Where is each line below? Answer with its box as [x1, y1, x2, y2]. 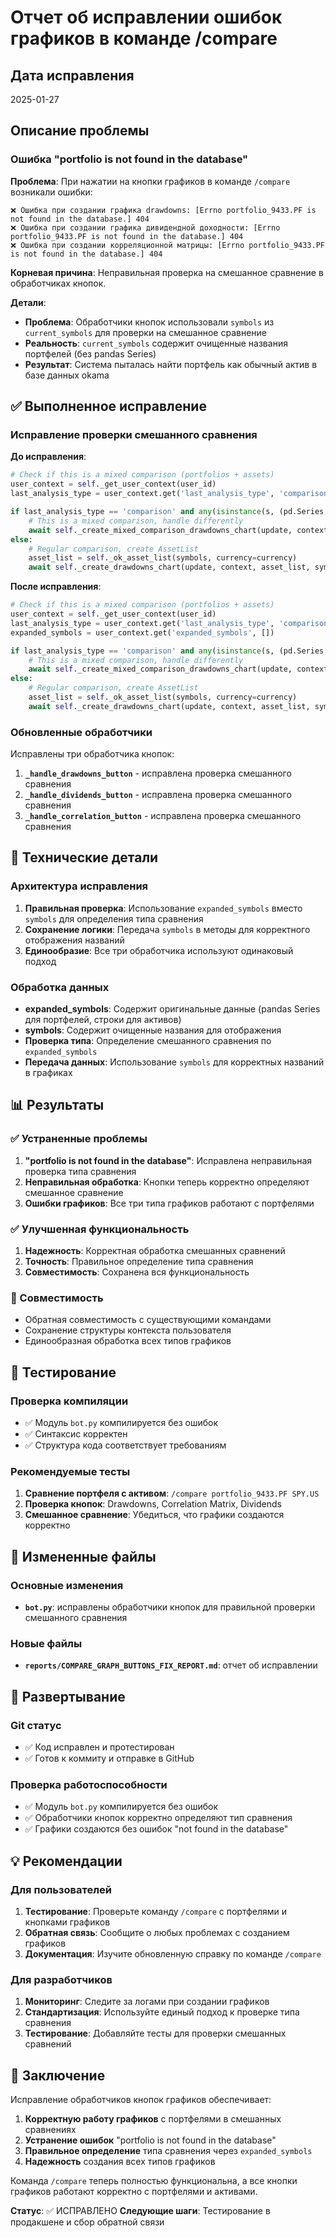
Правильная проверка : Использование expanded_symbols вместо [24, 902, 303, 914]
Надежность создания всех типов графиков [24, 2156, 216, 2168]
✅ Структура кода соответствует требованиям [24, 1439, 227, 1451]
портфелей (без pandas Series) [24, 347, 157, 360]
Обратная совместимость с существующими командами [24, 1314, 272, 1326]
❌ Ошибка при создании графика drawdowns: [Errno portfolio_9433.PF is [10, 205, 317, 215]
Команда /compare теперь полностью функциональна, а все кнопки [10, 2175, 298, 2187]
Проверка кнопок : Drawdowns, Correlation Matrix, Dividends [24, 1498, 282, 1510]
